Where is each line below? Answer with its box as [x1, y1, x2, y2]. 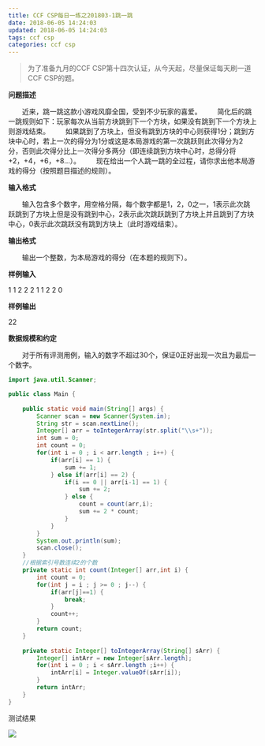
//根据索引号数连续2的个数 [22, 559, 98, 567]
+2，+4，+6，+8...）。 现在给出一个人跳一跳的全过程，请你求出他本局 [8, 156, 248, 166]
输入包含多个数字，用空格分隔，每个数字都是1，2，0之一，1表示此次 [21, 200, 244, 209]
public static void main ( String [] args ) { [22, 405, 164, 412]
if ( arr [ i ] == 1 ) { [50, 456, 111, 464]
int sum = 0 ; [36, 435, 80, 442]
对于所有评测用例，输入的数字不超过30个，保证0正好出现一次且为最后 [21, 350, 250, 360]
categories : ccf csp [8, 41, 77, 49]
